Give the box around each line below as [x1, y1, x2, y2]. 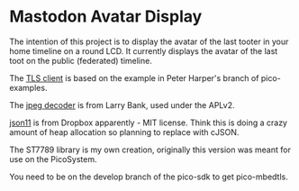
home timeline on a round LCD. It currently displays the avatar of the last [9, 45, 278, 56]
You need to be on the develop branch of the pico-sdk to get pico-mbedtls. [9, 171, 288, 182]
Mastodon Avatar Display [9, 6, 203, 27]
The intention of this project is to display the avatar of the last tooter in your [9, 36, 289, 47]
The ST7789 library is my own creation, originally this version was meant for [9, 144, 291, 155]
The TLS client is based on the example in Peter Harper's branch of [9, 72, 259, 83]
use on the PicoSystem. [9, 153, 97, 164]
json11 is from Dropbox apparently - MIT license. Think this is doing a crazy [9, 117, 288, 128]
